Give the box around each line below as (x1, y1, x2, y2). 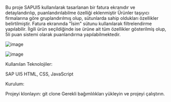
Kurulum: (5, 81, 25, 87)
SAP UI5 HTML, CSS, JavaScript (5, 71, 74, 77)
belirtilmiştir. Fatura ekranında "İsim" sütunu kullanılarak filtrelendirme (5, 20, 152, 27)
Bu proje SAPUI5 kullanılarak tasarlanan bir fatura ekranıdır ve (5, 5, 136, 10)
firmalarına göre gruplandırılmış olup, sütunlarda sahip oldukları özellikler (5, 15, 159, 21)
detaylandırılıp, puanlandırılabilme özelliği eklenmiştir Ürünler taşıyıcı (5, 10, 149, 16)
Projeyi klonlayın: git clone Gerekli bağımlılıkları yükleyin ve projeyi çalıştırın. (5, 91, 165, 96)
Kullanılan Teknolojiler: (5, 61, 53, 67)
